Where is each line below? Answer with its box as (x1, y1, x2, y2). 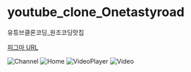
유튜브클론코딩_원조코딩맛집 (7, 28, 85, 36)
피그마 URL (7, 43, 39, 51)
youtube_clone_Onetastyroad (7, 4, 185, 20)
